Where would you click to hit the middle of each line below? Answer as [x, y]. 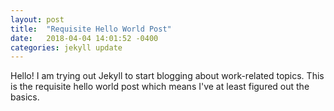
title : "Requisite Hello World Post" [91, 29]
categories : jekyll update [66, 47]
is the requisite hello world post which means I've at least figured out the [160, 87]
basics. [25, 97]
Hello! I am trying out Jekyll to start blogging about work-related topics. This [167, 76]
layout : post [37, 19]
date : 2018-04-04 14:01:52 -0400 [84, 38]
